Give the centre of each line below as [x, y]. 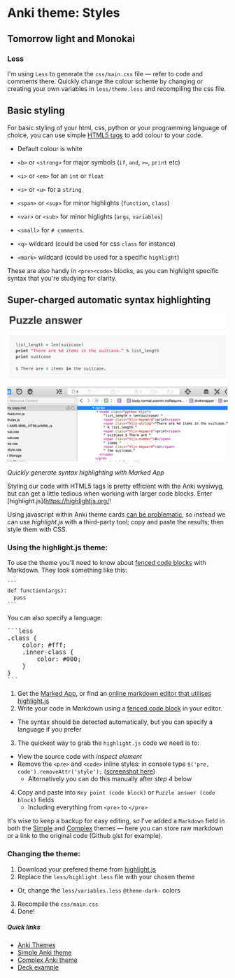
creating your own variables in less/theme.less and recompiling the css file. [116, 88]
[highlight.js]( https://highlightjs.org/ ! [59, 501]
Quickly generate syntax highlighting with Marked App [86, 473]
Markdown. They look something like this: [67, 570]
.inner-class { [48, 652]
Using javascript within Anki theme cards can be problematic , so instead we [116, 515]
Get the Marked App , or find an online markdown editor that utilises [114, 694]
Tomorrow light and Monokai [71, 39]
